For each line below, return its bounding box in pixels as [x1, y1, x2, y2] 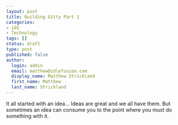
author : [6, 57, 25, 63]
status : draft [6, 41, 41, 47]
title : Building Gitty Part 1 [6, 14, 80, 20]
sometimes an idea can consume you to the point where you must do [6, 106, 172, 113]
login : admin [11, 62, 43, 69]
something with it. [6, 112, 49, 119]
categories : [6, 19, 35, 25]
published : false [6, 52, 48, 58]
